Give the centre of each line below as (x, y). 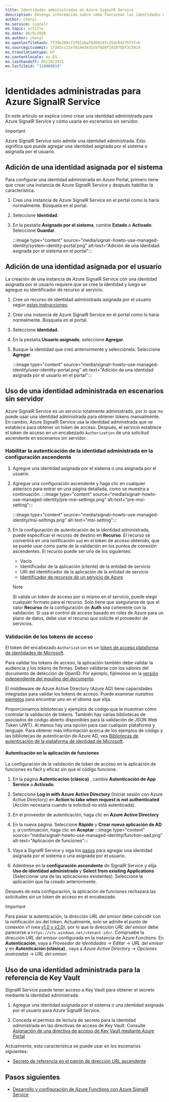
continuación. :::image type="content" (52, 494)
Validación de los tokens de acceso (49, 637)
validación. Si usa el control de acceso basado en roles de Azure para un (88, 613)
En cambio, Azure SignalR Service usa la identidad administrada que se (79, 422)
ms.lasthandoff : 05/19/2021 (35, 62)
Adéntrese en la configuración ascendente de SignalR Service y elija (84, 866)
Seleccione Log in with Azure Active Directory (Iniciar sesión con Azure (88, 794)
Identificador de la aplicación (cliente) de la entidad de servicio (85, 566)
